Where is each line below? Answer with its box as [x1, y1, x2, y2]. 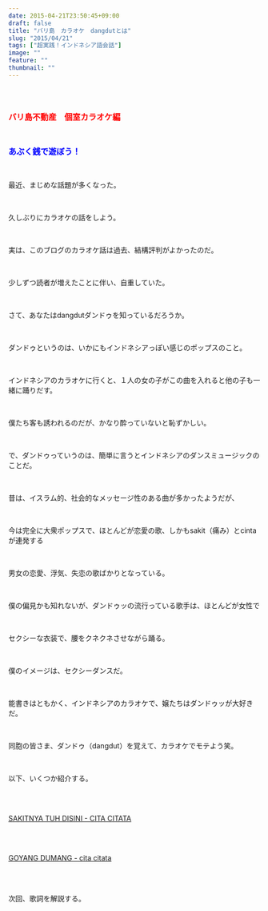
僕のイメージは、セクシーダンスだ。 [8, 666, 128, 675]
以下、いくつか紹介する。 [8, 773, 93, 783]
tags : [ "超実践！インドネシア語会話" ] [8, 42, 122, 50]
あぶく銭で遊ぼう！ [8, 146, 82, 157]
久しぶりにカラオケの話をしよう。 [8, 212, 121, 222]
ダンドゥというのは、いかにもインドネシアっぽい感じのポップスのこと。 [8, 342, 246, 353]
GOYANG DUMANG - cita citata [8, 853, 112, 862]
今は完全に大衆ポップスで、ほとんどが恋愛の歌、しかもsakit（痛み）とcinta [8, 526, 258, 535]
